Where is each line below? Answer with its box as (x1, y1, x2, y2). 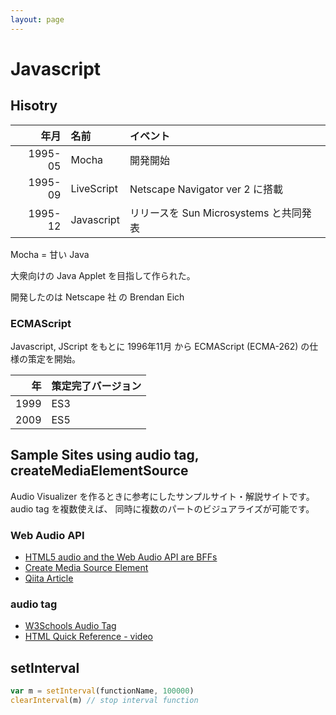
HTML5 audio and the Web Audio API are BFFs (24, 551, 218, 563)
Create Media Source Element (24, 562, 149, 574)
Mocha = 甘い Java (10, 248, 90, 260)
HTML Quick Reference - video (24, 631, 153, 643)
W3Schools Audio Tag (24, 620, 117, 632)
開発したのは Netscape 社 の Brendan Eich (10, 291, 185, 303)
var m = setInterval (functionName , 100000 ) (10, 686, 195, 696)
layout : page (10, 14, 65, 25)
